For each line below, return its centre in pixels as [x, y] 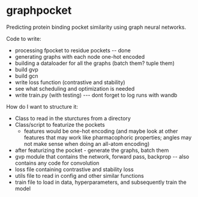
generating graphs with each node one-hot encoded [80, 56]
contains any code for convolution [57, 163]
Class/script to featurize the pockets [60, 124]
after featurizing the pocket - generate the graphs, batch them [92, 150]
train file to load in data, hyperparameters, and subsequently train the [101, 182]
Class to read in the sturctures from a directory [73, 118]
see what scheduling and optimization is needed [75, 88]
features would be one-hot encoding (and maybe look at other [101, 131]
